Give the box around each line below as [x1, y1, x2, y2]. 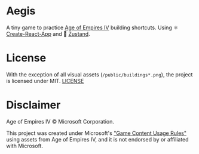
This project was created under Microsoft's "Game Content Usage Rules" [6, 130, 187, 137]
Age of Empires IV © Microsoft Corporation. [6, 118, 115, 125]
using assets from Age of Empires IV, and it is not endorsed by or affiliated [6, 135, 189, 143]
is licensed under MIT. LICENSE [6, 77, 84, 84]
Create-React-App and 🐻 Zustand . [6, 30, 91, 37]
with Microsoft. [6, 142, 44, 149]
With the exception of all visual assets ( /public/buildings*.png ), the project [6, 70, 193, 78]
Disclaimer [6, 98, 61, 112]
